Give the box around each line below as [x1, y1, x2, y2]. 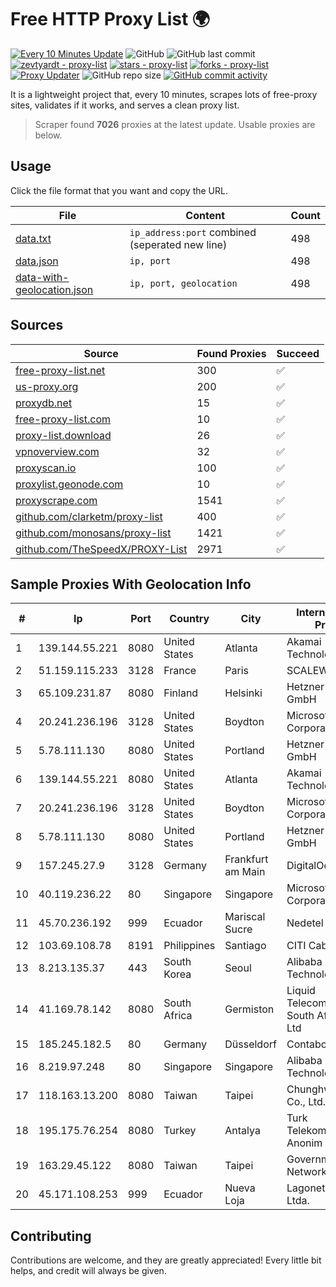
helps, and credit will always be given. [10, 1265, 167, 1277]
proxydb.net [15, 396, 73, 410]
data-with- [15, 270, 70, 284]
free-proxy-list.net [15, 363, 106, 377]
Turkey [163, 1124, 197, 1138]
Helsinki [224, 686, 263, 700]
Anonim [286, 1136, 323, 1150]
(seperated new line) [129, 237, 228, 251]
